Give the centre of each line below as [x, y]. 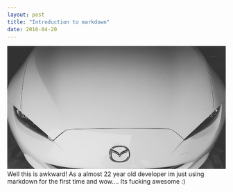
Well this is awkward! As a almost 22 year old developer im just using [106, 174]
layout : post [26, 15]
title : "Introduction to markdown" [59, 22]
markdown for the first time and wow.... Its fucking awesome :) [96, 182]
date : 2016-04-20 [32, 29]
